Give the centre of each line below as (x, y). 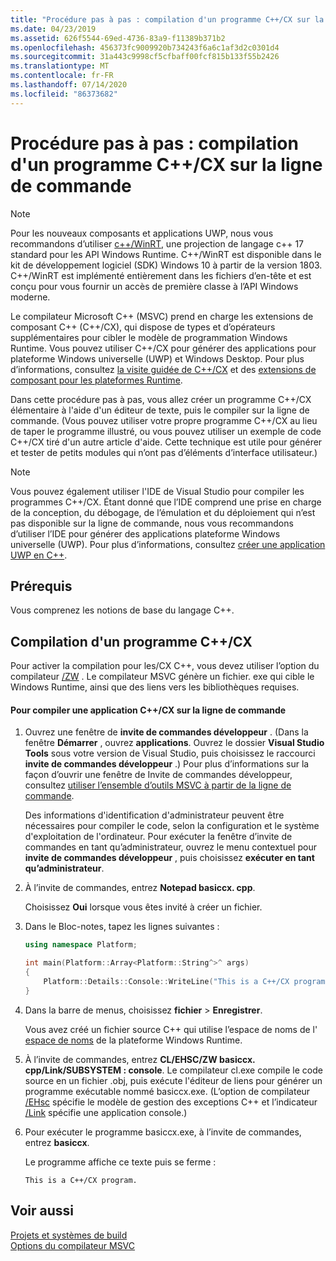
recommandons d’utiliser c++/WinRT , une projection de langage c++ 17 (157, 243)
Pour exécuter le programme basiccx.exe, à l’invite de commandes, (163, 1132)
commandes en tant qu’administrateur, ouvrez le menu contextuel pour (170, 847)
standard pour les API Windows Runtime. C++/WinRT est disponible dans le (166, 254)
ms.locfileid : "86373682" (64, 94)
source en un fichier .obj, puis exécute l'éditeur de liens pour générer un (173, 1080)
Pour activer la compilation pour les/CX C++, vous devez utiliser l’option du (165, 666)
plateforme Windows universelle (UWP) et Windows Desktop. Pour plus (157, 358)
